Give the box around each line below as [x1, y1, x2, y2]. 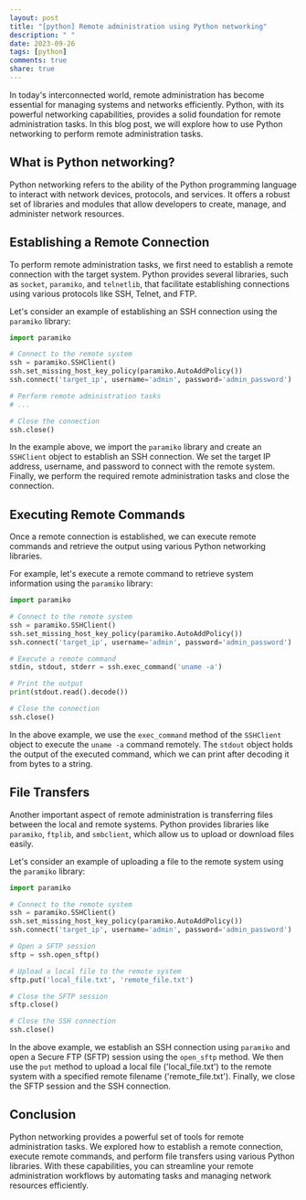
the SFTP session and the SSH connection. [9, 1080, 172, 1091]
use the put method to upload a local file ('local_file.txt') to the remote [9, 1061, 272, 1072]
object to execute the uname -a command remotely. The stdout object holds [9, 738, 294, 749]
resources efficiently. [9, 1180, 90, 1191]
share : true [9, 65, 55, 74]
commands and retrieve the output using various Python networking [9, 541, 267, 552]
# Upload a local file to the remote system [9, 966, 182, 976]
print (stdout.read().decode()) [9, 687, 129, 697]
